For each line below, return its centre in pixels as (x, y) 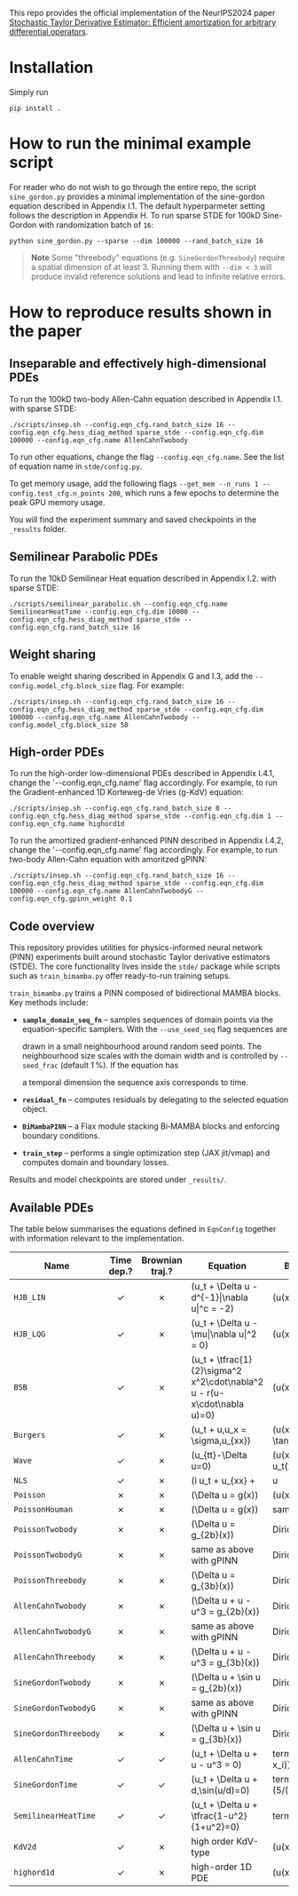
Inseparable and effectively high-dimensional (138, 364)
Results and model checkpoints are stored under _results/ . (118, 1179)
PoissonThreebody (50, 1580)
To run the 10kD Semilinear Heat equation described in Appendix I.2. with (143, 578)
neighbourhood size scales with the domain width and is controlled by (150, 1056)
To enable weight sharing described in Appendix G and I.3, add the (131, 676)
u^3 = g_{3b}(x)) (225, 1662)
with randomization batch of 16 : (96, 225)
